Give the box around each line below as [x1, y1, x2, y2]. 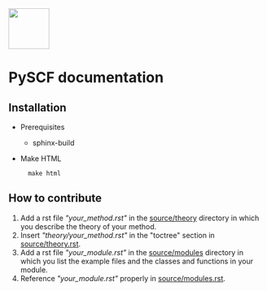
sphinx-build [32, 138, 75, 147]
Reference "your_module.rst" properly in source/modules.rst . [20, 273, 226, 283]
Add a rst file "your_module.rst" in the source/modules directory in [20, 247, 244, 257]
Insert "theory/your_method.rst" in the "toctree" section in [20, 230, 216, 240]
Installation [8, 101, 67, 115]
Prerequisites [20, 122, 65, 132]
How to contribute [8, 191, 103, 206]
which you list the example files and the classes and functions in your [20, 256, 254, 266]
